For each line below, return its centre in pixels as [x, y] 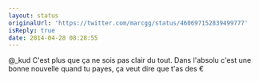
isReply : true [32, 30]
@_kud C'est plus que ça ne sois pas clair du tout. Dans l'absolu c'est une [130, 60]
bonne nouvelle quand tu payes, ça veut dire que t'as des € [106, 69]
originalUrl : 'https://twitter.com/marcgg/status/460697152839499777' [128, 23]
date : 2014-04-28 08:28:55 [53, 38]
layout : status [34, 15]
